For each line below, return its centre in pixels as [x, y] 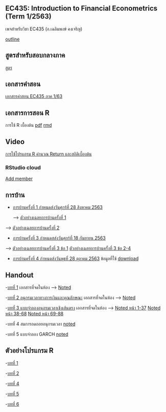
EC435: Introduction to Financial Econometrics [81, 8]
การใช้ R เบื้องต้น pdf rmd [29, 125]
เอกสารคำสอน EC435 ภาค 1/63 [34, 96]
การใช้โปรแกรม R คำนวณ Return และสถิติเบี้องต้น [49, 154]
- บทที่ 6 [12, 404]
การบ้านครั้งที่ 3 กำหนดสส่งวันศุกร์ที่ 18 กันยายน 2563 [59, 238]
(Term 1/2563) [29, 17]
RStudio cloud [23, 167]
